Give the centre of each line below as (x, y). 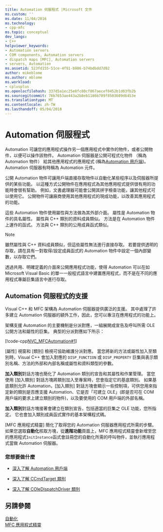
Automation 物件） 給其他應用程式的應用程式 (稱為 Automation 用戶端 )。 (77, 161)
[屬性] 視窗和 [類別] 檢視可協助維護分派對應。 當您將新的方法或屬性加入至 (79, 351)
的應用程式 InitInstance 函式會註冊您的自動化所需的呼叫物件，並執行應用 (78, 437)
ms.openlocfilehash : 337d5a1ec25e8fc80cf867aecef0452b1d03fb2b (71, 91)
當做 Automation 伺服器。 (35, 443)
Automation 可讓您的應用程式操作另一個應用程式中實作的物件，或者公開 (77, 149)
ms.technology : (20, 23)
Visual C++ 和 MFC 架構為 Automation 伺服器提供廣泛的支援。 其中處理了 (79, 309)
